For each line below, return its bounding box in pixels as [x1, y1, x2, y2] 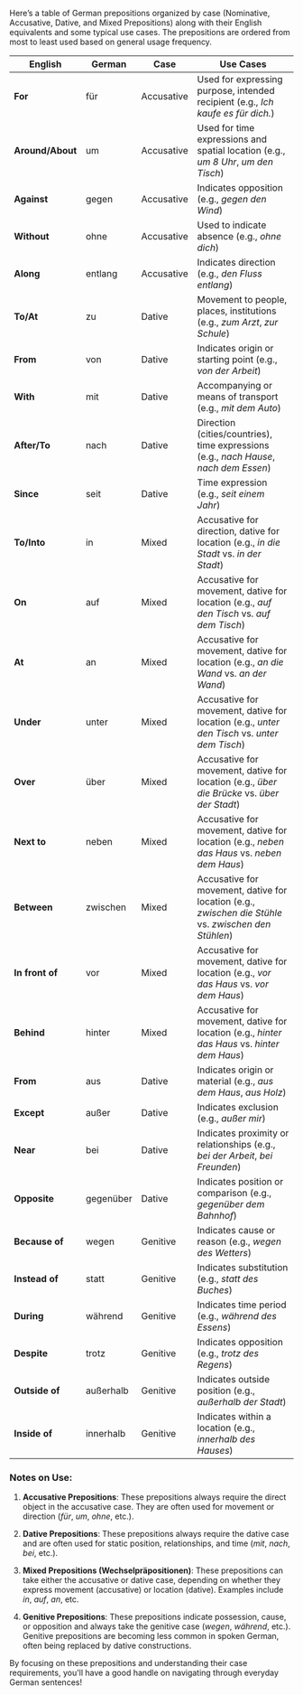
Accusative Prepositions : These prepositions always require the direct [22, 1492, 287, 1503]
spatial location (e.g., [197, 145, 286, 156]
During [14, 1310, 44, 1322]
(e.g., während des [197, 1310, 277, 1322]
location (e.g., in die [197, 537, 281, 548]
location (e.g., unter [197, 716, 280, 728]
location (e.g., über [197, 776, 278, 788]
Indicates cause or [197, 1224, 276, 1236]
